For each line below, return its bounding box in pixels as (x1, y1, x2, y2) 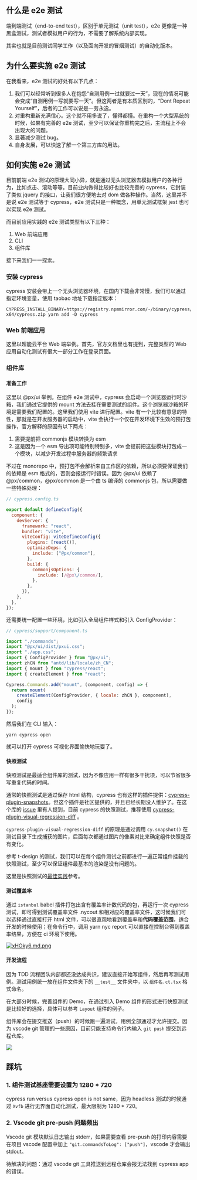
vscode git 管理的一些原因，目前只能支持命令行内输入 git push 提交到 (12, 1025, 182, 1032)
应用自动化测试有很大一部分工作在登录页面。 (6, 348, 114, 355)
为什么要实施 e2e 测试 (6, 61, 86, 71)
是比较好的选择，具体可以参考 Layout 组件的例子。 (6, 1005, 128, 1012)
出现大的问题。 (14, 127, 51, 134)
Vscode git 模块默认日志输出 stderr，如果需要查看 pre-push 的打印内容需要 (6, 1133, 188, 1140)
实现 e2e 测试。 (11, 206, 49, 213)
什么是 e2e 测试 (6, 5, 63, 16)
